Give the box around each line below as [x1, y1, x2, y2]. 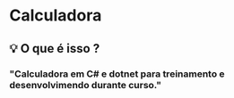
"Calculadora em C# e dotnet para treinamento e [9, 68, 226, 80]
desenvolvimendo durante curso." [9, 78, 161, 91]
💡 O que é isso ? [9, 41, 100, 56]
